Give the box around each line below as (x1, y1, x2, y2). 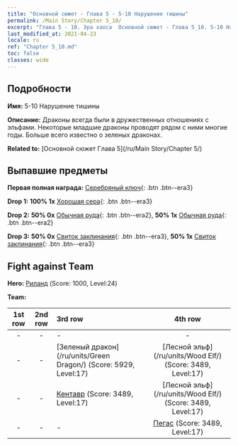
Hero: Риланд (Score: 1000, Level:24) (7, 279, 118, 288)
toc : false (7, 50, 40, 57)
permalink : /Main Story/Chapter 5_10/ (7, 17, 122, 24)
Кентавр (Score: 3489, (56, 389, 134, 399)
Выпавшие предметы (7, 165, 108, 177)
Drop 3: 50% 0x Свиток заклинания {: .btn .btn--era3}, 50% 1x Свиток (7, 232, 216, 241)
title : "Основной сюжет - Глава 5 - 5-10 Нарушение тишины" (7, 10, 189, 18)
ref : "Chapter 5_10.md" (7, 43, 78, 50)
